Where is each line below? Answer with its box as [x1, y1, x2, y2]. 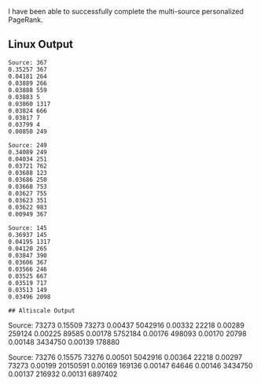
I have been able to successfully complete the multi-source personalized [8, 7, 244, 16]
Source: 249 [8, 141, 47, 149]
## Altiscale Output [8, 306, 76, 314]
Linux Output [8, 38, 73, 51]
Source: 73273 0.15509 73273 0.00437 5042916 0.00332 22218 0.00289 [8, 320, 245, 330]
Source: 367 [8, 58, 47, 66]
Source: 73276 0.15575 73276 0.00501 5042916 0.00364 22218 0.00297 [8, 352, 242, 361]
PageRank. [8, 15, 43, 24]
